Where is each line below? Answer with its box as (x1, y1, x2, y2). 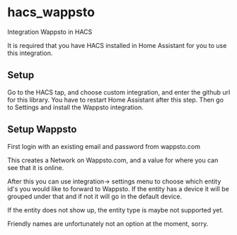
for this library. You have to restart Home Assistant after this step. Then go (7, 95, 224, 104)
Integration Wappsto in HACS (7, 28, 93, 36)
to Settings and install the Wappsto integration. (7, 103, 144, 112)
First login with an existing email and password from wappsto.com (7, 142, 200, 150)
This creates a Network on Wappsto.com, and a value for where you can (7, 156, 219, 164)
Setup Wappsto (7, 123, 77, 135)
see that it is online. (7, 163, 64, 171)
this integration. (7, 49, 53, 57)
